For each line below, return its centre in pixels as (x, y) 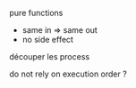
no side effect (48, 40)
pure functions (36, 13)
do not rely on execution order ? (68, 74)
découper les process (50, 56)
